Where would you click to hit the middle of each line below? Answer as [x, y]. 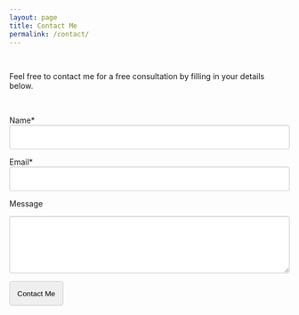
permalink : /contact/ [49, 34]
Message [26, 203]
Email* [21, 162]
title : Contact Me [43, 26]
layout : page [33, 17]
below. [21, 86]
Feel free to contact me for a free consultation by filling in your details [137, 77]
